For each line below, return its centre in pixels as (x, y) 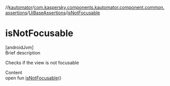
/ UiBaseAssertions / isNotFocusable (64, 13)
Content (14, 72)
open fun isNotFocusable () (33, 78)
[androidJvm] (20, 47)
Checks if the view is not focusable (42, 63)
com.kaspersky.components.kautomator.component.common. (99, 7)
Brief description (23, 52)
